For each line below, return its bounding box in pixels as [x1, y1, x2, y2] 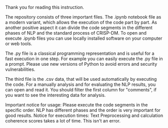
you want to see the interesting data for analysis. [5, 92, 106, 98]
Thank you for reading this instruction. [5, 5, 84, 10]
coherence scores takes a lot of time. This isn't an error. [5, 118, 121, 123]
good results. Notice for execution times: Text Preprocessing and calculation [5, 112, 163, 118]
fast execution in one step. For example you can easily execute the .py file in [5, 56, 163, 62]
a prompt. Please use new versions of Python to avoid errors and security [5, 61, 157, 67]
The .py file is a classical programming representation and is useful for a [5, 50, 154, 56]
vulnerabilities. [5, 66, 36, 72]
